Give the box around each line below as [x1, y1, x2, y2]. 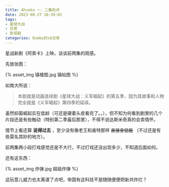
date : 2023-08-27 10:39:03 [5, 12, 62, 17]
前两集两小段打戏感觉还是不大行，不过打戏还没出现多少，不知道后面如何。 [5, 144, 160, 150]
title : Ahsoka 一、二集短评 [5, 7, 60, 13]
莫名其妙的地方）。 [9, 133, 48, 139]
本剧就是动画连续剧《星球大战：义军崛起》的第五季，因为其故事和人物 [17, 93, 164, 99]
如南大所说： [5, 82, 32, 88]
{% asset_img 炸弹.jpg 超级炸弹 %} [5, 165, 78, 172]
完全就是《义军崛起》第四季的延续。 [17, 99, 94, 105]
